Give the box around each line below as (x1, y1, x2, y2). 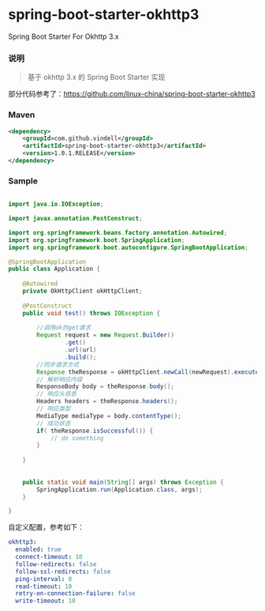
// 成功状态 (36, 419, 71, 428)
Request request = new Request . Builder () (36, 331, 175, 339)
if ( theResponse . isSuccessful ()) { (36, 427, 154, 435)
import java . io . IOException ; (8, 200, 104, 209)
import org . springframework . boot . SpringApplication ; (8, 236, 185, 244)
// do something (50, 434, 104, 442)
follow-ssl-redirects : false (15, 568, 111, 575)
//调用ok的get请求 (36, 324, 91, 332)
